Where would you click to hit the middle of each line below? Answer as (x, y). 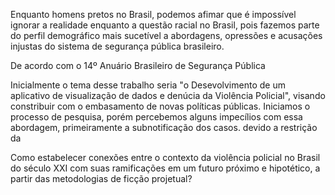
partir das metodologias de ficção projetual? (101, 178)
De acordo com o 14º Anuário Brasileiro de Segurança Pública (138, 65)
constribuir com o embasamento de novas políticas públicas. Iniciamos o (160, 106)
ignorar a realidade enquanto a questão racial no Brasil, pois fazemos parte (165, 25)
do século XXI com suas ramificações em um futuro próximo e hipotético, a (165, 168)
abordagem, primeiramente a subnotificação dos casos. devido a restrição (164, 127)
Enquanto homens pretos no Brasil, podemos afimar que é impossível (153, 14)
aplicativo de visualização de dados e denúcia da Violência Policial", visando (168, 95)
